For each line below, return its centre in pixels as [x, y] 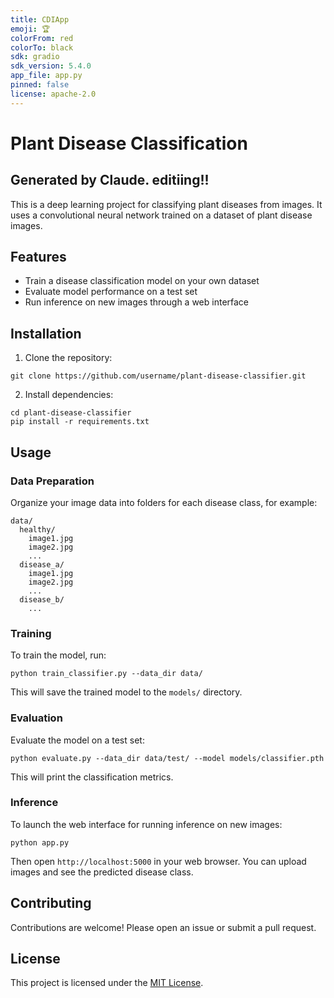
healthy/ [37, 529]
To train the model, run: [58, 655]
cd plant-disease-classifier [71, 413]
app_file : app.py [46, 76]
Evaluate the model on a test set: [77, 740]
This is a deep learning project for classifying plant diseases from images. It [166, 204]
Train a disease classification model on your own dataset [142, 281]
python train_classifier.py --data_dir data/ [106, 674]
